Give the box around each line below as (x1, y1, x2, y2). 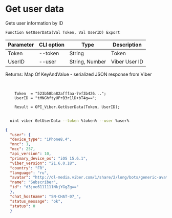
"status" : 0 (10, 203, 36, 209)
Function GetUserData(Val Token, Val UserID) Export (5, 30, 120, 35)
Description (112, 41, 142, 48)
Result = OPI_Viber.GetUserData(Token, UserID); (14, 104, 120, 110)
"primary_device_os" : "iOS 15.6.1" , (10, 156, 88, 161)
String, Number (69, 58, 106, 65)
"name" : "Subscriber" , (10, 180, 58, 185)
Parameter (8, 41, 34, 48)
